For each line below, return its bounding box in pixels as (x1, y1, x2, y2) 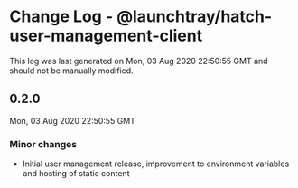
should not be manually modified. (9, 65, 134, 76)
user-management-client (9, 25, 203, 46)
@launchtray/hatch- (116, 6, 273, 27)
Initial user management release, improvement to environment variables (22, 158, 290, 169)
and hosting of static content (22, 168, 130, 179)
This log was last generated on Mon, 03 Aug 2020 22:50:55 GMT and (9, 55, 268, 66)
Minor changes (9, 137, 78, 150)
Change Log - (9, 6, 114, 27)
